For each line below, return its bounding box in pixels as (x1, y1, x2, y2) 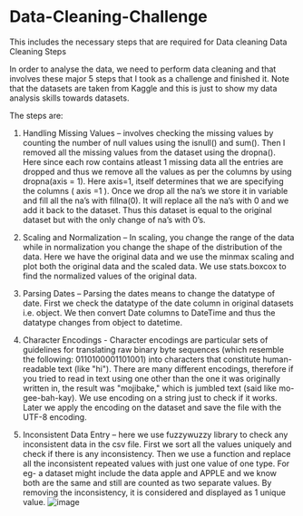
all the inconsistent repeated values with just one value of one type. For (22, 458, 290, 469)
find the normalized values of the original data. (22, 270, 198, 281)
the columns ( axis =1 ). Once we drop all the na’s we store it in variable (22, 185, 288, 196)
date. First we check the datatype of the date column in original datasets (22, 297, 294, 308)
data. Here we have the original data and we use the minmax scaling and (22, 251, 295, 262)
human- (262, 354, 292, 365)
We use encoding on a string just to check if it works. (78, 392, 279, 403)
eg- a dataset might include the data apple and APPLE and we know (22, 467, 278, 478)
